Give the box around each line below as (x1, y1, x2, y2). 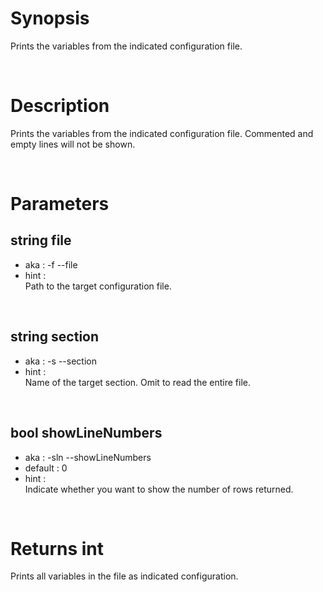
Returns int (10, 537, 105, 560)
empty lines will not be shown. (10, 138, 136, 150)
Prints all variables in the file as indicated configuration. (10, 570, 239, 582)
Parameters (10, 193, 110, 216)
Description (10, 95, 110, 117)
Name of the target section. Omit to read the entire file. (24, 376, 252, 388)
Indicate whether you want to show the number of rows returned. (24, 483, 294, 495)
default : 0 (24, 462, 68, 474)
